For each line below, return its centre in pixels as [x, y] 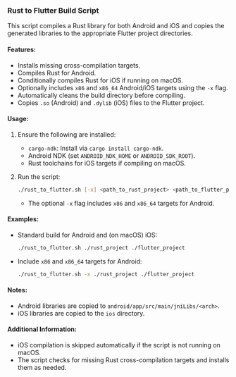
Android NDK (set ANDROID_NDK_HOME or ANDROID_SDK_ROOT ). [112, 155]
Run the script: [39, 177]
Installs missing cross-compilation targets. [79, 65]
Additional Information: [42, 329]
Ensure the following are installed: [67, 134]
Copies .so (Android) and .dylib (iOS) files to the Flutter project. [111, 103]
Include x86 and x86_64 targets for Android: [80, 261]
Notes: [18, 290]
